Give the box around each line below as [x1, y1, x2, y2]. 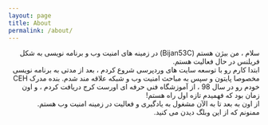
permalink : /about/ [8, 26, 73, 34]
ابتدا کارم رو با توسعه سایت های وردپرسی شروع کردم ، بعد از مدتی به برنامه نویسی [12, 65, 260, 75]
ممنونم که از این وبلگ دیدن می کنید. [153, 107, 260, 117]
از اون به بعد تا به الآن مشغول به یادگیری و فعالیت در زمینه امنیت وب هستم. [37, 99, 260, 108]
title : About [8, 19, 52, 27]
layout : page [8, 11, 52, 20]
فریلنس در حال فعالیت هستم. [172, 57, 260, 66]
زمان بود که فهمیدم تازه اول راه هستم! [146, 91, 260, 100]
